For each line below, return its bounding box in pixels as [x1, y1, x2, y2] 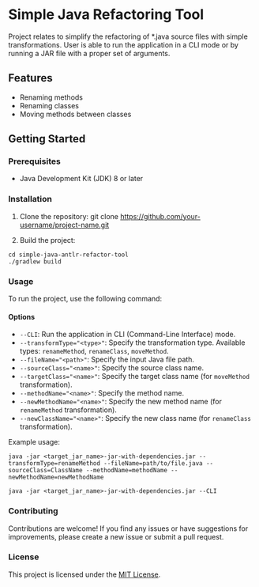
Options [8, 312, 36, 321]
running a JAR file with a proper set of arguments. [8, 48, 171, 58]
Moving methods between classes [19, 109, 132, 119]
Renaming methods [19, 93, 83, 102]
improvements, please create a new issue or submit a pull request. [8, 532, 224, 541]
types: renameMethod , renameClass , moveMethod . [19, 347, 169, 356]
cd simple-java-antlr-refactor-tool [8, 251, 129, 259]
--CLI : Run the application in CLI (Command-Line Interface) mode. [19, 330, 236, 339]
